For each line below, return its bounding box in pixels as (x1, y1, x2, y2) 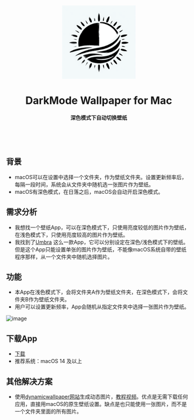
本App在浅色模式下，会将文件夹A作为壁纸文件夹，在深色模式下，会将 (14, 288, 183, 295)
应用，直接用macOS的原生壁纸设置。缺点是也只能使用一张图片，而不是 (14, 401, 187, 407)
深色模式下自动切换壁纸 (70, 114, 128, 121)
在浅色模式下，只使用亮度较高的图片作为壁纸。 (14, 231, 128, 238)
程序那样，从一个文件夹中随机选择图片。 (14, 253, 113, 260)
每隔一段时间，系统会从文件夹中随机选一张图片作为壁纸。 (14, 181, 154, 188)
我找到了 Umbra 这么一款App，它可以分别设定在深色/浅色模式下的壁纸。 (14, 238, 189, 246)
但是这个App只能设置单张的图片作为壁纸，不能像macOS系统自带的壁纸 (14, 246, 187, 253)
